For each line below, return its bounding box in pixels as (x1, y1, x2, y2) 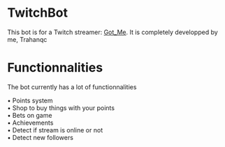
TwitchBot (7, 5, 68, 21)
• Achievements (7, 118, 54, 127)
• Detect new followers (7, 133, 73, 141)
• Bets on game (7, 111, 52, 119)
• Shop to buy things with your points (7, 103, 115, 112)
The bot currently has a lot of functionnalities (7, 82, 137, 91)
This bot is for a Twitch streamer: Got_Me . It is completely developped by (7, 28, 218, 36)
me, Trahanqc (7, 35, 48, 43)
